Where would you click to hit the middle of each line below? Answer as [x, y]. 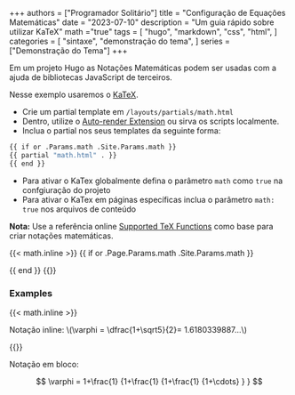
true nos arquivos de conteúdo [79, 209]
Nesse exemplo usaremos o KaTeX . [74, 94]
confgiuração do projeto [66, 189]
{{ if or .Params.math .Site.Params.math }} [93, 147]
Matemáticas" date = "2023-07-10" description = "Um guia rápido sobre [142, 22]
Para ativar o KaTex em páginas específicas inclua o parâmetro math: [148, 199]
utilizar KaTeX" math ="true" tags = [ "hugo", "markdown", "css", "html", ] [144, 32]
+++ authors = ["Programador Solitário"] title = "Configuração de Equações [147, 13]
